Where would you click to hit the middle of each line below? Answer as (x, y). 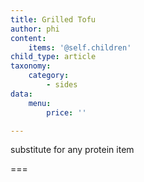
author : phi (35, 29)
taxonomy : (31, 66)
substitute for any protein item (72, 150)
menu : (40, 103)
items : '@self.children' (80, 47)
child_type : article (53, 57)
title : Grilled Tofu (53, 19)
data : (21, 94)
